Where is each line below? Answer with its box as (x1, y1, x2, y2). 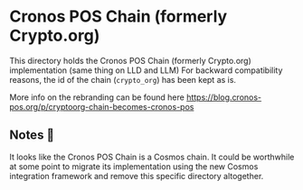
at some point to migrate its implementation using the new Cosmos (9, 160, 259, 172)
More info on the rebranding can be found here (9, 92, 185, 103)
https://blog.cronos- (186, 92, 262, 103)
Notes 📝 (9, 128, 55, 143)
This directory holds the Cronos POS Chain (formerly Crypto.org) (9, 55, 251, 66)
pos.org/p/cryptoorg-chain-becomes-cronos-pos (9, 101, 194, 112)
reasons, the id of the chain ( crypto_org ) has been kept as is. (9, 74, 237, 85)
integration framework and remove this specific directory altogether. (9, 170, 264, 181)
